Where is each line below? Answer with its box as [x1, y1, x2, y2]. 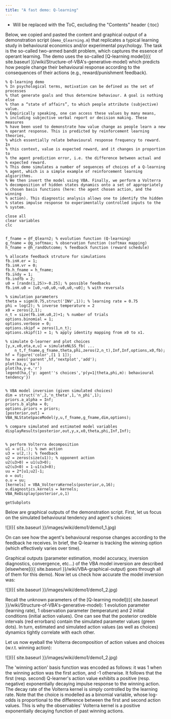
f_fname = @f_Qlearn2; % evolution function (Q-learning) [5, 236, 131, 241]
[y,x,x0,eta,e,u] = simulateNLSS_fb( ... [5, 343, 95, 348]
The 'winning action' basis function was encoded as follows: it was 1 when [5, 664, 162, 670]
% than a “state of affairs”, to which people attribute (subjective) [5, 102, 159, 107]
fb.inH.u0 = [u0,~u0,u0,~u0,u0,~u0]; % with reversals [5, 285, 125, 290]
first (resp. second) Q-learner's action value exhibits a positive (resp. [5, 675, 151, 681]
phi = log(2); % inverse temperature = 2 [5, 303, 95, 308]
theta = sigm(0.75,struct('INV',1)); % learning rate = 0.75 [5, 299, 138, 304]
